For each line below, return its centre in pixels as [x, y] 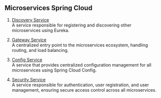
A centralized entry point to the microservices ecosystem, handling [80, 45]
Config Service [27, 60]
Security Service [29, 79]
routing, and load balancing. [40, 50]
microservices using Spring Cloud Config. [54, 70]
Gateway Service [29, 40]
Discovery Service [30, 20]
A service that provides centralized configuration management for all [81, 65]
